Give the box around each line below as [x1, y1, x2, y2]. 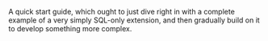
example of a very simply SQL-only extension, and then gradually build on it [8, 15, 260, 25]
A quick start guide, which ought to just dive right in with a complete [8, 7, 236, 16]
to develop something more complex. [8, 24, 132, 33]
